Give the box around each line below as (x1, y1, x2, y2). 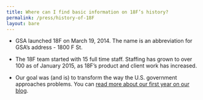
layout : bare (6, 20, 40, 26)
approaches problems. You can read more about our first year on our (15, 80, 190, 88)
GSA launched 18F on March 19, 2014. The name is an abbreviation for (15, 37, 193, 45)
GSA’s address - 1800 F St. (15, 44, 83, 51)
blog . (15, 87, 29, 94)
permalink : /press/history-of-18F (6, 15, 95, 21)
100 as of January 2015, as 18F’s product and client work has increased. (15, 62, 197, 69)
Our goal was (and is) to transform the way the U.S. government (15, 74, 177, 82)
